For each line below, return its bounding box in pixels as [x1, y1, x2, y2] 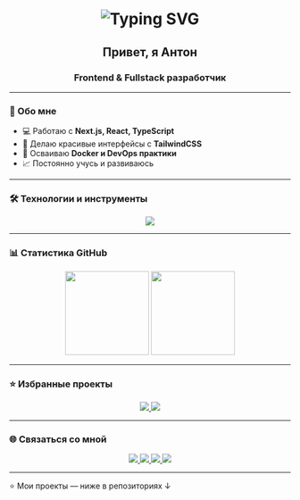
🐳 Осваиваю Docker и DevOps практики [21, 148, 177, 159]
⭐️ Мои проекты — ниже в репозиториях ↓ [9, 480, 171, 491]
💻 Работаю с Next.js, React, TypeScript [21, 126, 175, 137]
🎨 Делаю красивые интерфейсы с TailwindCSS [21, 138, 203, 149]
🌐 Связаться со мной [9, 433, 107, 446]
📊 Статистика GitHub [9, 246, 108, 259]
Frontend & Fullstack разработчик [73, 71, 227, 84]
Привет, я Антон [102, 45, 198, 60]
